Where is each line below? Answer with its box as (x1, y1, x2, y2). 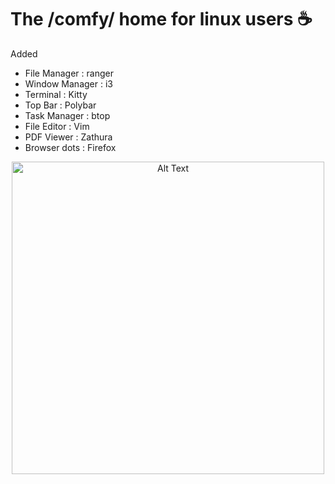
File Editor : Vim (24, 120, 90, 132)
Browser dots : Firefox (24, 141, 117, 153)
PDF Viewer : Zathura (24, 131, 113, 143)
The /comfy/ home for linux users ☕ (10, 8, 313, 31)
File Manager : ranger (24, 67, 114, 79)
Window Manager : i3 (24, 77, 113, 90)
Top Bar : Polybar (24, 99, 97, 111)
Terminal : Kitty (24, 88, 88, 100)
